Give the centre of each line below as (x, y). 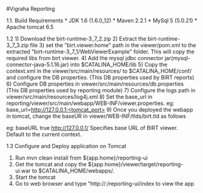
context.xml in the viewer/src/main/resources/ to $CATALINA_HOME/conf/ (99, 71)
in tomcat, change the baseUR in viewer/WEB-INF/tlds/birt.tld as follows (96, 116)
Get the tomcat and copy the (51, 164)
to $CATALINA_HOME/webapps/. (73, 171)
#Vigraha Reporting (31, 9)
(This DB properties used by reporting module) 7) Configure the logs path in (101, 90)
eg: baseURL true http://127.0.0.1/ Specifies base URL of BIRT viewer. (92, 128)
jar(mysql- (178, 58)
